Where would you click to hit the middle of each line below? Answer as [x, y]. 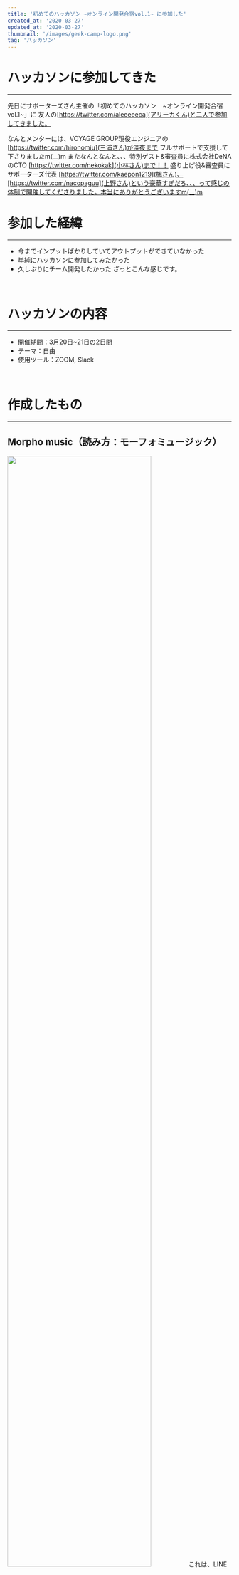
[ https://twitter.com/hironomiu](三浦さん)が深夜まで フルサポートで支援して [118, 147]
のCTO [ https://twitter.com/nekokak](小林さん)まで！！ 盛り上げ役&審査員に [119, 165]
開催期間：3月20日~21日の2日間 [65, 342]
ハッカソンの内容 [58, 314]
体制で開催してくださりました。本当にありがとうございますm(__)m [105, 192]
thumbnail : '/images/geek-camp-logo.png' [70, 34]
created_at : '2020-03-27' [46, 21]
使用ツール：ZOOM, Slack [56, 360]
